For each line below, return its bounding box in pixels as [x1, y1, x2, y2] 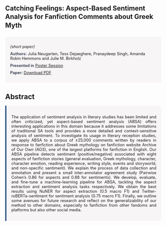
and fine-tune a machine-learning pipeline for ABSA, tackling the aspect [11, 179, 157, 184]
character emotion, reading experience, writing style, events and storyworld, [11, 161, 157, 166]
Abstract [5, 92, 35, 101]
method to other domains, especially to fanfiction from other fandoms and [11, 202, 157, 208]
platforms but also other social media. [11, 207, 82, 213]
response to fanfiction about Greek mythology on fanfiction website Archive [11, 142, 157, 147]
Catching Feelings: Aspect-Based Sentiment [5, 4, 146, 12]
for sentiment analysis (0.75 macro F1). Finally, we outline [49, 193, 157, 199]
